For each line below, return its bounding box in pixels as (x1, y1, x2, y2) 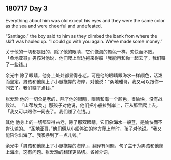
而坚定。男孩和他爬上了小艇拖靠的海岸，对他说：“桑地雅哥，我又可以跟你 (5, 78, 159, 84)
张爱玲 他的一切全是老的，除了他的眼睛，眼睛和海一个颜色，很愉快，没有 (5, 95, 158, 102)
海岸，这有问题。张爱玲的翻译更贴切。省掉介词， (9, 149, 112, 155)
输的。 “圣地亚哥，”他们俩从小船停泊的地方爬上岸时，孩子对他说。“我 (14, 125, 158, 132)
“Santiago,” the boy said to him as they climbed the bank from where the (5, 33, 158, 39)
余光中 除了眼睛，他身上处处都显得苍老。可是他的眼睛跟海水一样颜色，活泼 (5, 72, 163, 78)
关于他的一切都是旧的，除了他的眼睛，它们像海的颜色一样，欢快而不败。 (5, 48, 157, 55)
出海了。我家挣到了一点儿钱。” (18, 132, 81, 138)
